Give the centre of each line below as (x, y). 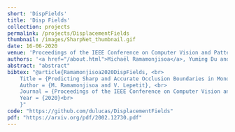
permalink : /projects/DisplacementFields (69, 33)
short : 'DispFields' (37, 14)
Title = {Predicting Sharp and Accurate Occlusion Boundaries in (117, 79)
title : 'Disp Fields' (39, 20)
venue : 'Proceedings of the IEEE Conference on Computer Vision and (109, 53)
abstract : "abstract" (39, 66)
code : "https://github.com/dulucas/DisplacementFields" (90, 111)
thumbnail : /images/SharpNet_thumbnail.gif (72, 40)
